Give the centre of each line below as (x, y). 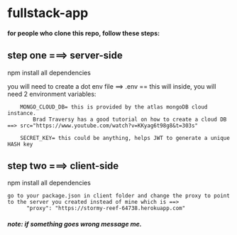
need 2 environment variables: (52, 94)
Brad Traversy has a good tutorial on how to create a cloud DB (130, 119)
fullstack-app (48, 13)
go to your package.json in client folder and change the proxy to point (119, 196)
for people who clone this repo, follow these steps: (84, 33)
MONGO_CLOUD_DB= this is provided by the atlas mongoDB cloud (114, 107)
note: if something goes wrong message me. (75, 224)
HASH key (20, 144)
